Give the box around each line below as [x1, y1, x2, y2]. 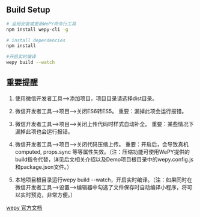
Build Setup [6, 5, 50, 15]
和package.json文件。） [14, 163, 73, 171]
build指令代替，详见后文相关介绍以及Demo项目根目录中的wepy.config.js [14, 156, 194, 163]
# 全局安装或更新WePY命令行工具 [6, 20, 76, 27]
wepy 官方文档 [6, 204, 43, 211]
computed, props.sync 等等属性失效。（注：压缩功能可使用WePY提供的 [14, 148, 190, 156]
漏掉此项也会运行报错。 [14, 128, 73, 135]
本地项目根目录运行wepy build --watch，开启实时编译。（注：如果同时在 [14, 176, 193, 183]
